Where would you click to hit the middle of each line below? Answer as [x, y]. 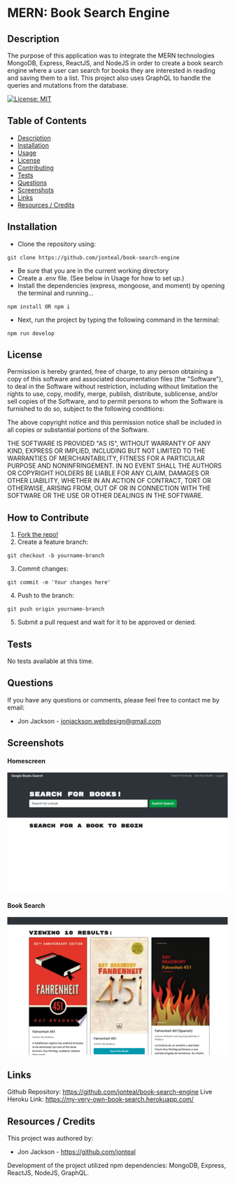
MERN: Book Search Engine [88, 13]
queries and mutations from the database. [67, 85]
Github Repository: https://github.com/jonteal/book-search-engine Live [110, 1092]
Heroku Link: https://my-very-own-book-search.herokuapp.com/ [101, 1099]
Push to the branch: [46, 596]
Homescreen [26, 761]
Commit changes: [43, 569]
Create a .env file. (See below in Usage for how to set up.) [101, 278]
